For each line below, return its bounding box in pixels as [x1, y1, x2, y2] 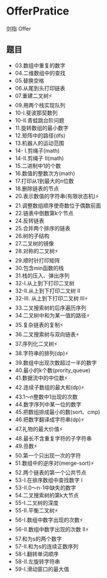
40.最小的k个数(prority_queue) [14, 367, 91, 374]
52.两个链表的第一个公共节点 [14, 468, 87, 476]
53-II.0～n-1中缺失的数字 [14, 483, 76, 491]
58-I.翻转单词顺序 [14, 550, 59, 557]
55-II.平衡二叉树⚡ [14, 507, 58, 514]
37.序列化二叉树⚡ [14, 340, 58, 347]
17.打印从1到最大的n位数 [14, 177, 74, 184]
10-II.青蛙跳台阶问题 [14, 116, 65, 124]
